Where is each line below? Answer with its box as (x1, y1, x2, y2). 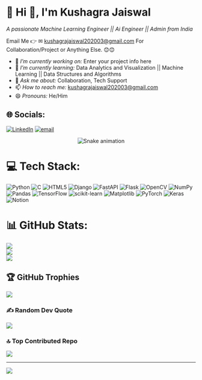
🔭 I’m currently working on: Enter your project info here (14, 57, 151, 65)
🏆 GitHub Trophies (6, 272, 80, 283)
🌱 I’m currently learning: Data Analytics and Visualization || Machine (14, 64, 183, 71)
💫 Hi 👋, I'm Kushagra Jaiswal (6, 5, 151, 19)
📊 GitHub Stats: (6, 218, 88, 232)
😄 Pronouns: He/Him (14, 92, 68, 99)
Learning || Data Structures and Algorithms (14, 70, 121, 78)
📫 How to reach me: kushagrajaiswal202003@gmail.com (14, 84, 158, 91)
